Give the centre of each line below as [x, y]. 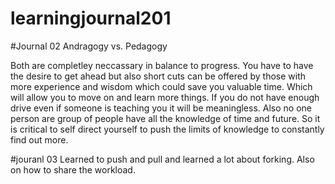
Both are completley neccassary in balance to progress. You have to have [162, 65]
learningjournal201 [91, 18]
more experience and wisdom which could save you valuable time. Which [161, 86]
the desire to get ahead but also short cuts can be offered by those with [158, 76]
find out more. [39, 139]
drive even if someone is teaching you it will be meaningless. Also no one [161, 108]
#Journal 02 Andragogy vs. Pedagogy [89, 46]
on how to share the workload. [73, 169]
